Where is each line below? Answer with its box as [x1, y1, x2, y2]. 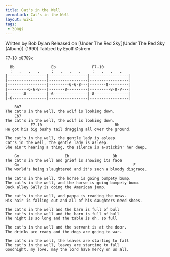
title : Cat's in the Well [5, 7, 60, 13]
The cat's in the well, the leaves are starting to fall [5, 238, 129, 243]
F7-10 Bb [30, 123, 120, 128]
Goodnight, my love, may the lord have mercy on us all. [5, 247, 129, 252]
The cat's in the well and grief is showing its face [5, 158, 123, 163]
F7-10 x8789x [5, 55, 33, 61]
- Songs [7, 26, 24, 32]
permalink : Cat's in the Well [5, 12, 70, 17]
